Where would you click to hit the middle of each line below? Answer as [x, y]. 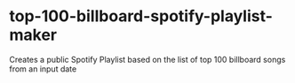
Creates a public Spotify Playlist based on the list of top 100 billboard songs [147, 59]
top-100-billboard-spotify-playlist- [141, 16]
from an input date [43, 69]
